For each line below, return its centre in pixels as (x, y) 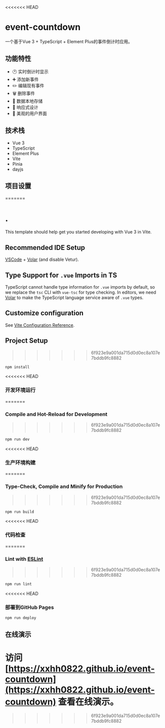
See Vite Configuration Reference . (40, 325)
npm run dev (17, 439)
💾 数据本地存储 (27, 101)
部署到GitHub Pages (30, 607)
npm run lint (19, 584)
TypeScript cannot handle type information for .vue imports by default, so (80, 287)
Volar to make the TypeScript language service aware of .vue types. (74, 298)
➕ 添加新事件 (25, 79)
